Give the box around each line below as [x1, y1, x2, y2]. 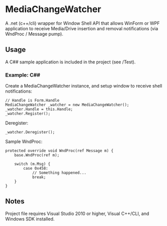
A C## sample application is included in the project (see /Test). [5, 59, 136, 65]
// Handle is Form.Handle [5, 98, 59, 103]
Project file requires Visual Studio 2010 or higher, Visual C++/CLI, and [5, 210, 149, 216]
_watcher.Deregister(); [5, 130, 55, 135]
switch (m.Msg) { [14, 162, 51, 167]
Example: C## [5, 71, 40, 79]
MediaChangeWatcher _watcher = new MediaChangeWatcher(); [5, 102, 129, 108]
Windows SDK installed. [5, 215, 55, 222]
